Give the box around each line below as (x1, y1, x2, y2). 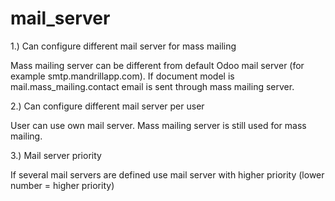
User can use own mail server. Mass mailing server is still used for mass (10, 119, 307, 131)
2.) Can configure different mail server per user (10, 100, 205, 112)
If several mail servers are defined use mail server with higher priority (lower (10, 168, 325, 181)
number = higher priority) (10, 179, 115, 191)
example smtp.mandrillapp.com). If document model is (10, 70, 235, 82)
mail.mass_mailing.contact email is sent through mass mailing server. (10, 80, 295, 92)
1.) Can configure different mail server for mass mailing (10, 40, 237, 52)
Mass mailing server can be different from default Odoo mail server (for (10, 59, 305, 71)
